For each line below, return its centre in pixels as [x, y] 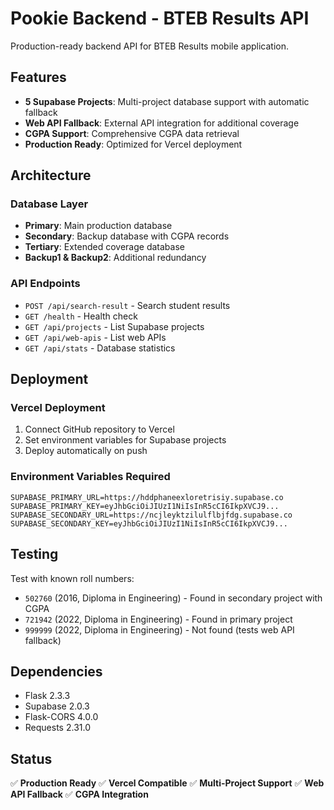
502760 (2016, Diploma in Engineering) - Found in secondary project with [173, 598]
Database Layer [49, 204]
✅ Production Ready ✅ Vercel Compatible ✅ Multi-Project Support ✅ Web [167, 783]
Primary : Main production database [98, 226]
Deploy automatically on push [86, 451]
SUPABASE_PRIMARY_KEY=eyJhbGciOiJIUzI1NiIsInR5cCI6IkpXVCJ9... [145, 506]
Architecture [51, 175]
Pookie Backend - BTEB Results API [160, 18]
